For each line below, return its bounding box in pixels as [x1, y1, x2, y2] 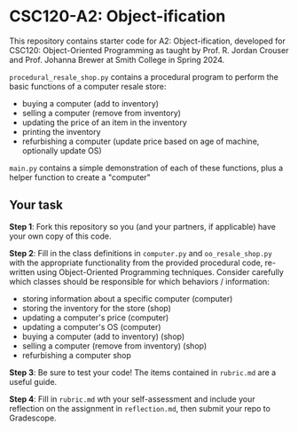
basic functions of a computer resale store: [9, 81, 167, 91]
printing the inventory [21, 126, 101, 137]
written [9, 266, 35, 277]
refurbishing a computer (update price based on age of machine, [21, 136, 260, 146]
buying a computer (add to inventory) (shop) [21, 331, 185, 342]
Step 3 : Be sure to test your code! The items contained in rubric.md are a [9, 366, 277, 378]
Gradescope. [9, 412, 57, 423]
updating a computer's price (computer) [21, 312, 169, 323]
